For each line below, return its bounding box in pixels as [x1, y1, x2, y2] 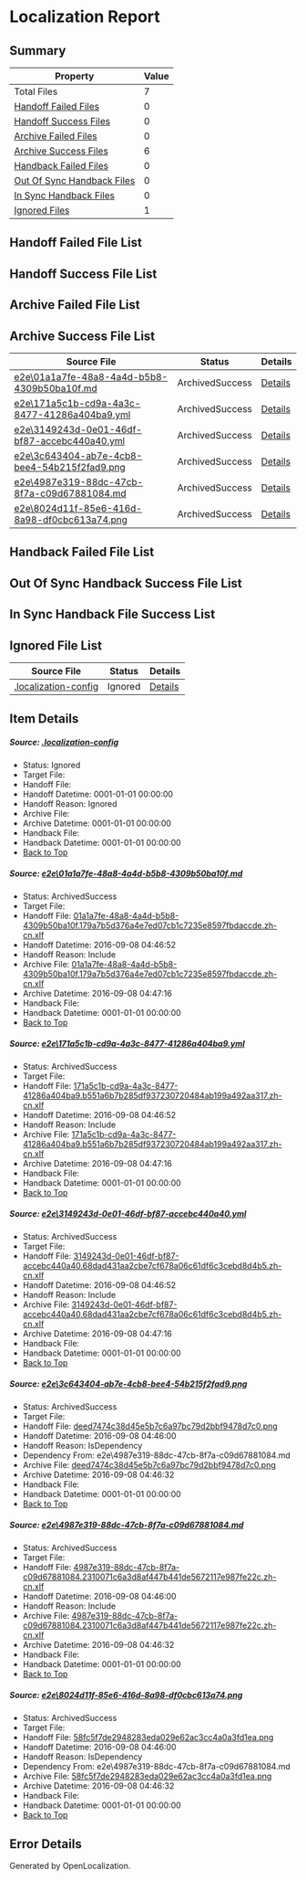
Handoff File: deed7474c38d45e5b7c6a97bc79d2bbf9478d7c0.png [22, 1421, 278, 1431]
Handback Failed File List [9, 544, 155, 560]
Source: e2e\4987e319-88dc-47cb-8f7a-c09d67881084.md [9, 1519, 244, 1530]
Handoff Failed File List [9, 235, 143, 250]
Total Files [14, 85, 58, 98]
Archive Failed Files [14, 130, 97, 143]
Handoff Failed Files [14, 100, 100, 112]
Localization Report [9, 6, 161, 27]
